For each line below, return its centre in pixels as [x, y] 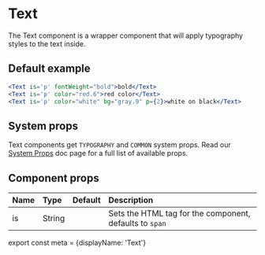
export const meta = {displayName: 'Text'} [77, 242]
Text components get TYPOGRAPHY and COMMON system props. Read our [119, 145]
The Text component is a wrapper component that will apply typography [125, 35]
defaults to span [138, 223]
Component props [54, 178]
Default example [49, 69]
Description [131, 200]
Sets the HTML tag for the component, [179, 213]
